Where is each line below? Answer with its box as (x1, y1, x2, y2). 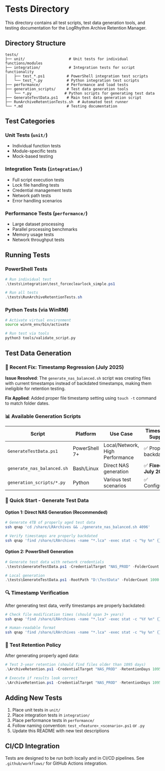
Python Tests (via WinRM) (5, 306, 69, 313)
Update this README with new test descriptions (12, 728, 110, 734)
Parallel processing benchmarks (12, 226, 78, 232)
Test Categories (5, 117, 55, 126)
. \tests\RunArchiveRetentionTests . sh (5, 295, 82, 300)
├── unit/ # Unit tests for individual (5, 56, 129, 61)
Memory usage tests (12, 232, 54, 238)
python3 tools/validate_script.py (5, 335, 76, 341)
